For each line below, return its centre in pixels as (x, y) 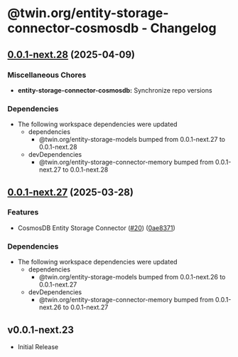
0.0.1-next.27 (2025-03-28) (70, 192)
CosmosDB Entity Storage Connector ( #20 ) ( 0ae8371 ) (96, 228)
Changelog (183, 28)
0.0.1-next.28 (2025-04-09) (71, 55)
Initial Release (38, 346)
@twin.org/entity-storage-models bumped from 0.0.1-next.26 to (132, 277)
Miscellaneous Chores (47, 75)
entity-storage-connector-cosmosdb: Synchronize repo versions (115, 90)
